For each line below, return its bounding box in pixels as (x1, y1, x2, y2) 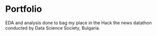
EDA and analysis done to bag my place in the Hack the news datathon (5, 20, 152, 26)
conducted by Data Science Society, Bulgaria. (5, 25, 101, 31)
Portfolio (5, 3, 42, 15)
